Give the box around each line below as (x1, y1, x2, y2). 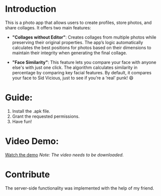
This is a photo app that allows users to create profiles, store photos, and (5, 20, 152, 25)
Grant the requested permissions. (12, 113, 80, 119)
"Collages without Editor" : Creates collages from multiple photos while (12, 34, 157, 40)
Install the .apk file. (12, 108, 50, 114)
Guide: (5, 92, 33, 103)
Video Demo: (5, 136, 59, 147)
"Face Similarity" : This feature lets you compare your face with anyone (12, 59, 157, 65)
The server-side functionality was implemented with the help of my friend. (5, 185, 155, 191)
